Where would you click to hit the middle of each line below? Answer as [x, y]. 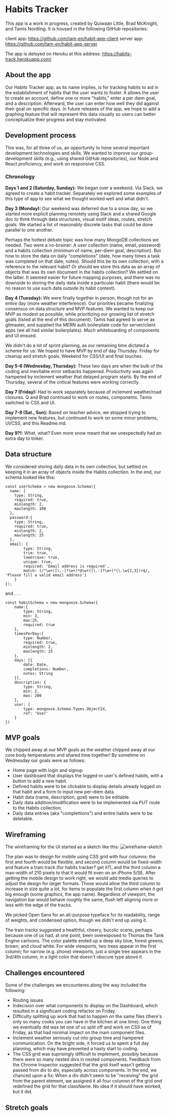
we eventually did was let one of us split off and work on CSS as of [82, 1027]
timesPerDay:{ [29, 634]
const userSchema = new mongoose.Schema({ [50, 486]
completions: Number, [46, 669]
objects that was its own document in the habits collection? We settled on [81, 272]
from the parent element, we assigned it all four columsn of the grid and [87, 1081]
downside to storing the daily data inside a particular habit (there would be [82, 282]
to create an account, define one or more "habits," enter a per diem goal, [81, 98]
